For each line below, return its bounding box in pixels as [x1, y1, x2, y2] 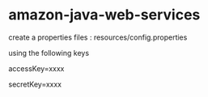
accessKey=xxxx [8, 63, 65, 74]
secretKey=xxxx [8, 79, 62, 89]
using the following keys [8, 48, 90, 57]
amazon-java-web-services [8, 6, 201, 24]
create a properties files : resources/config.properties [8, 32, 188, 42]
